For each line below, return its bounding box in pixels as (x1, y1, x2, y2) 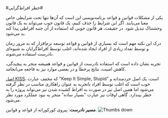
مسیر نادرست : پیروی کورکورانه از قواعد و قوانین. (5, 107, 97, 112)
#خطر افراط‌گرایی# (5, 5, 43, 11)
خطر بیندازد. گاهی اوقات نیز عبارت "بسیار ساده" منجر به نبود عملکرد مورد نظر (5, 92, 152, 97)
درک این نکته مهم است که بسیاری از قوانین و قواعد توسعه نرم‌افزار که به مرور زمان (5, 40, 161, 46)
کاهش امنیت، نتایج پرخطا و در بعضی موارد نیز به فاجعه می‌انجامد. (5, 66, 126, 72)
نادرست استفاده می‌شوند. (5, 51, 54, 57)
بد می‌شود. (5, 31, 26, 36)
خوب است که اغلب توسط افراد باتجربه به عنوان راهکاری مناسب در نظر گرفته (5, 81, 150, 87)
